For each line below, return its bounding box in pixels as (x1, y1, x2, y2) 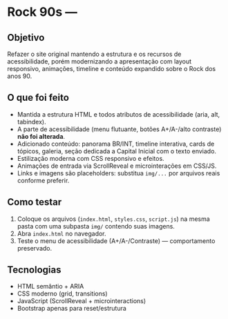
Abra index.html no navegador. (17, 229, 106, 238)
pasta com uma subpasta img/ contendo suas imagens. (17, 222, 175, 230)
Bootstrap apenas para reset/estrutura (17, 304, 126, 313)
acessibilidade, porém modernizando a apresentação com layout (7, 57, 192, 66)
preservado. (17, 244, 53, 252)
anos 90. (7, 72, 32, 80)
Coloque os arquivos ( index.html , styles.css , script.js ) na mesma (17, 215, 211, 223)
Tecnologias (7, 264, 61, 276)
